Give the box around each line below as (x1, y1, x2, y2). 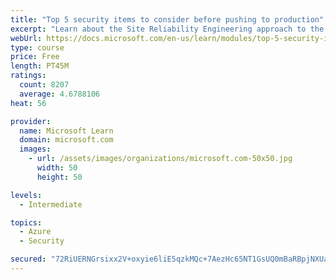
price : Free (10, 52, 60, 62)
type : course (10, 42, 65, 53)
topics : (10, 217, 43, 228)
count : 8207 (19, 80, 70, 90)
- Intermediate (19, 199, 83, 210)
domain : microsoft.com (19, 135, 114, 145)
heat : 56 (10, 98, 47, 108)
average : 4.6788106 (19, 89, 101, 99)
